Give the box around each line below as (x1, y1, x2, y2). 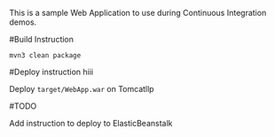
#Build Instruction (9, 34, 74, 44)
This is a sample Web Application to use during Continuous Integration (9, 8, 267, 18)
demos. (9, 17, 37, 27)
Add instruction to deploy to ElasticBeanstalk (9, 118, 173, 128)
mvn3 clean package (9, 51, 82, 60)
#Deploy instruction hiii (9, 66, 94, 77)
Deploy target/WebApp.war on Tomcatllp (9, 84, 154, 94)
